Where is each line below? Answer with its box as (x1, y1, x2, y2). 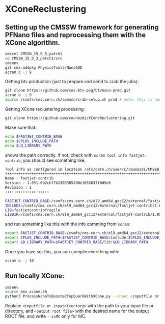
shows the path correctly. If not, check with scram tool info (5, 152, 127, 158)
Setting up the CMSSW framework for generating (5, 23, 159, 31)
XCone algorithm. (5, 38, 60, 47)
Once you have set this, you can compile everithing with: (5, 248, 120, 254)
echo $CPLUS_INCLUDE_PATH (5, 139, 58, 144)
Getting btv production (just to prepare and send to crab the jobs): (5, 79, 139, 85)
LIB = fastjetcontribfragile (5, 207, 60, 212)
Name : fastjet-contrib (5, 176, 54, 181)
